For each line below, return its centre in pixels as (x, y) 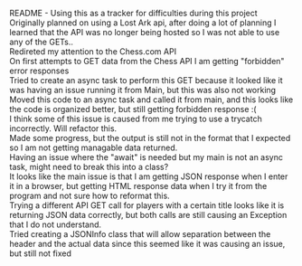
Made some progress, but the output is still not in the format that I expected (150, 138)
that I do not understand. (56, 224)
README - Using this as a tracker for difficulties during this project (133, 13)
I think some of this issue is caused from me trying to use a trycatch (136, 119)
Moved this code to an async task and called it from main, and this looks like (151, 100)
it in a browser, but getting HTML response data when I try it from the (138, 186)
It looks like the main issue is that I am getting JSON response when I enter (149, 176)
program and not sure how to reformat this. (90, 195)
